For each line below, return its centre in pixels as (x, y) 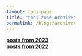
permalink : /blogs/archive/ (41, 23)
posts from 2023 (28, 40)
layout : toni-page (29, 12)
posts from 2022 (28, 46)
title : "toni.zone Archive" (41, 17)
